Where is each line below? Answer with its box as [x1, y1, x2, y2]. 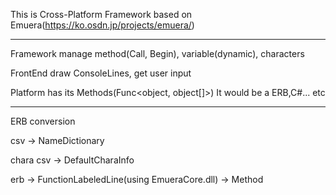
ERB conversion [10, 115, 76, 127]
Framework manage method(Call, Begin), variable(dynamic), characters [10, 48, 305, 59]
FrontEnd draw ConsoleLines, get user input [10, 67, 192, 79]
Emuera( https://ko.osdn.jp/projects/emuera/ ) [10, 19, 195, 31]
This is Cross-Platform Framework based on [10, 9, 193, 20]
